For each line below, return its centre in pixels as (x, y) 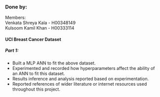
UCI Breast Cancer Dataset (33, 39)
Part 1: (12, 51)
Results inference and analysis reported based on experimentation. (80, 79)
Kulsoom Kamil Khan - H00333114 (40, 28)
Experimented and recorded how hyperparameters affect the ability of (83, 68)
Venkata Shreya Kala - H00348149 (40, 23)
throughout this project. (36, 89)
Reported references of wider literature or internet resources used (80, 84)
